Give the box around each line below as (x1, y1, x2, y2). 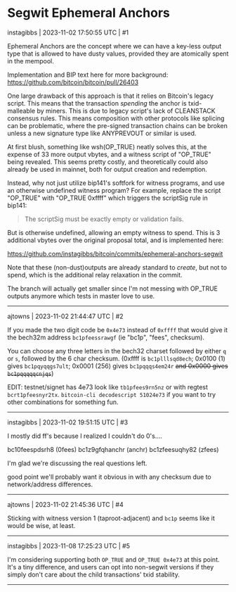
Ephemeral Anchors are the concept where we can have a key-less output (7, 42, 222, 50)
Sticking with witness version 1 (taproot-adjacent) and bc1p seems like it (7, 514, 216, 522)
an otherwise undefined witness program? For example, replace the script (7, 186, 221, 194)
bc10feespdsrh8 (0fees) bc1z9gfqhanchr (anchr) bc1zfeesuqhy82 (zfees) (7, 445, 219, 453)
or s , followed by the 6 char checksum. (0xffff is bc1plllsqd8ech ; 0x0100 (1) (7, 354, 226, 363)
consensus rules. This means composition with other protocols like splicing (7, 114, 225, 122)
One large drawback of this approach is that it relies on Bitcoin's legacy (7, 92, 214, 100)
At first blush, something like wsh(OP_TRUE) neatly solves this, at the (7, 142, 207, 151)
